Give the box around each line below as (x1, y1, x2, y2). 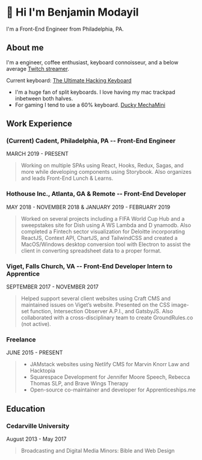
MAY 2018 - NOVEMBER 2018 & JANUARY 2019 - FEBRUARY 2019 (6, 203, 170, 210)
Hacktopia (29, 367, 56, 375)
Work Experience (6, 118, 73, 129)
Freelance (6, 335, 36, 343)
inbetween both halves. (14, 94, 73, 102)
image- (171, 301, 189, 308)
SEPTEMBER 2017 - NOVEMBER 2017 (6, 283, 99, 290)
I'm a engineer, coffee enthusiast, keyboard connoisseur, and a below (6, 58, 179, 66)
